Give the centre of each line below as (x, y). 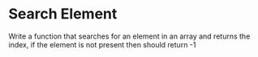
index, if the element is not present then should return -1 (102, 44)
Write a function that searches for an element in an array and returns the (129, 36)
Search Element (63, 14)
